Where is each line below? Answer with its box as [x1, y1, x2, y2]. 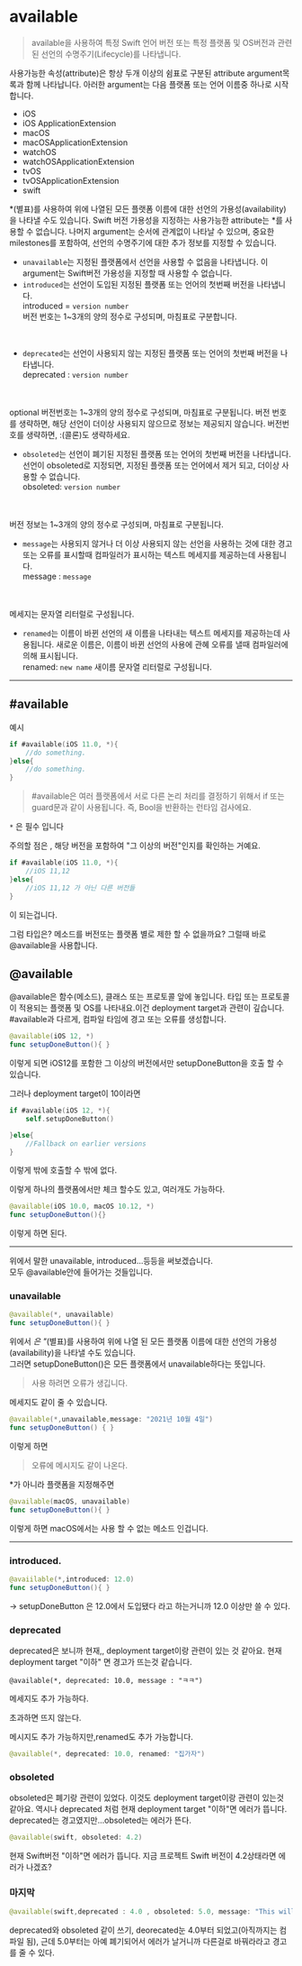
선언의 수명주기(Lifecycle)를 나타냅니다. [40, 48, 182, 59]
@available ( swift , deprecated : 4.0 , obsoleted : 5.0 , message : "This [9, 1907, 276, 1916]
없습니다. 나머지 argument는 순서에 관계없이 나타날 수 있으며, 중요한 [35, 225, 275, 236]
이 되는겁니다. [9, 909, 58, 920]
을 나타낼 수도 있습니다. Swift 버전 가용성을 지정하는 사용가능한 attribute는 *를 [9, 215, 283, 225]
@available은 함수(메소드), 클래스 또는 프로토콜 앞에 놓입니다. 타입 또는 [9, 992, 259, 1002]
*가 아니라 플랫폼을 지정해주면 [9, 1478, 115, 1489]
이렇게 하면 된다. [9, 1228, 67, 1239]
